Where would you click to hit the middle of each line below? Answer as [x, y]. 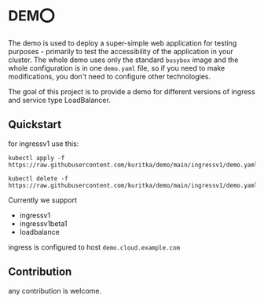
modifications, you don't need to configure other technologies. [109, 76]
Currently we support [42, 200]
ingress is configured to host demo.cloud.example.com [94, 247]
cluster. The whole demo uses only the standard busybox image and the [123, 60]
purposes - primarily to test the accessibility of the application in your [121, 51]
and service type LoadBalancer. [60, 100]
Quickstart [35, 124]
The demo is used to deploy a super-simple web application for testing [123, 43]
